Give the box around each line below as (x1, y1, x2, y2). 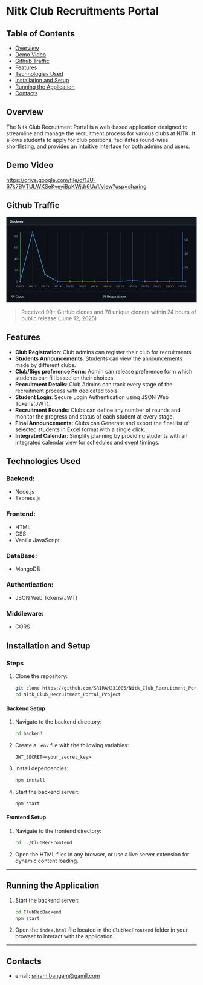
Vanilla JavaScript (14, 536, 60, 543)
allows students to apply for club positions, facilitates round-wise (6, 136, 169, 143)
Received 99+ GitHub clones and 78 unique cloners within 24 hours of (21, 308, 196, 315)
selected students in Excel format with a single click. (14, 426, 146, 433)
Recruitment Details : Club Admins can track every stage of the (14, 380, 173, 388)
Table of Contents (6, 29, 76, 39)
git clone (14, 685, 40, 691)
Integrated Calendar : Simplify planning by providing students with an (14, 432, 188, 439)
